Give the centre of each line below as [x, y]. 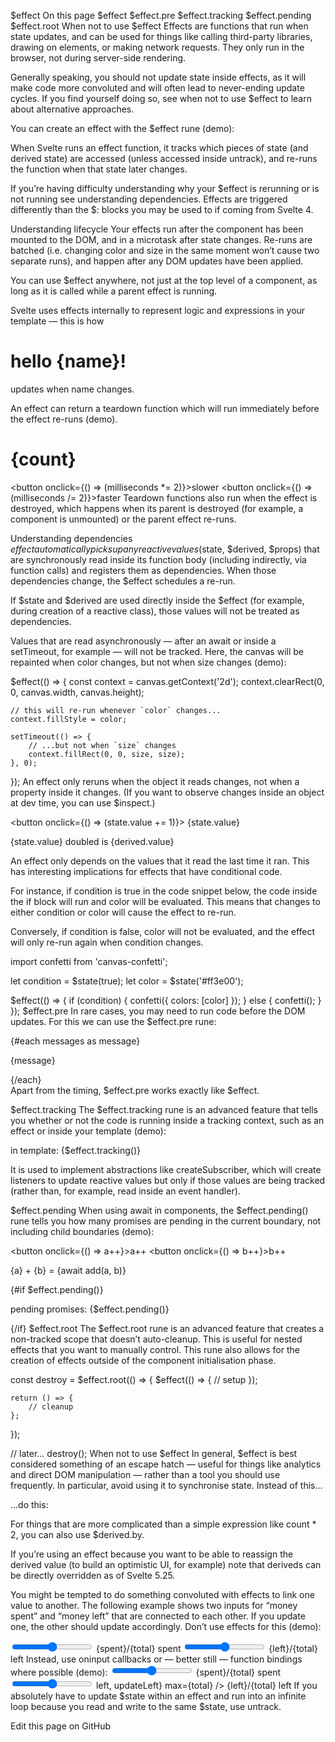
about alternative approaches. [72, 109]
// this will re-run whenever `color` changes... [116, 710]
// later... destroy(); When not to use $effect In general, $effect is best [154, 1453]
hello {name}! [68, 361]
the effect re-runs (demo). [64, 419]
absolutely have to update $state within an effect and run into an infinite [158, 1696]
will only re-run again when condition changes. [107, 942]
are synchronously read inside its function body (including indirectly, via [158, 559]
